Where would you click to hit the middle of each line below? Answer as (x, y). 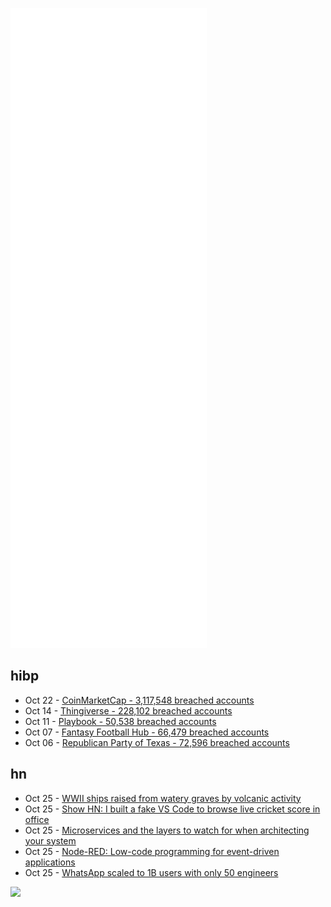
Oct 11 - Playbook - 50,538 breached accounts (120, 721)
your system (50, 840)
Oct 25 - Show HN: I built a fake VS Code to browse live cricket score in (172, 809)
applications (50, 862)
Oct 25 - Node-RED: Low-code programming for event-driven (152, 851)
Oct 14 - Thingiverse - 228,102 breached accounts (128, 710)
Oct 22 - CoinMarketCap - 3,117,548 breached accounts (139, 700)
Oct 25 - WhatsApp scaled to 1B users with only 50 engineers (151, 872)
